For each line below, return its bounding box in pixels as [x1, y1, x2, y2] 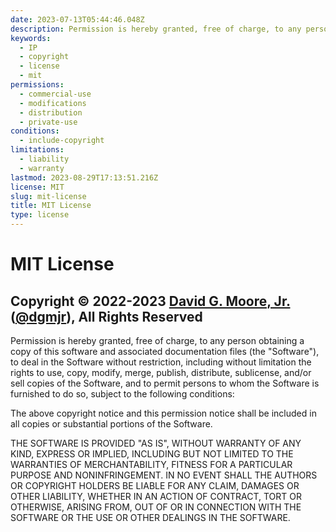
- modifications [19, 98, 87, 108]
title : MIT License [10, 201, 92, 211]
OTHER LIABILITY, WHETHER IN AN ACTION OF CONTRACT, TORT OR [10, 491, 302, 502]
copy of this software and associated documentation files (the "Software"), [10, 346, 320, 357]
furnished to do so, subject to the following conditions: [10, 388, 235, 400]
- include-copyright [19, 136, 105, 146]
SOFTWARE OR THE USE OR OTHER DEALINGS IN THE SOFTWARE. [10, 512, 291, 523]
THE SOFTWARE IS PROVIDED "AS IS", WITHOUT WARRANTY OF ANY [10, 437, 302, 449]
